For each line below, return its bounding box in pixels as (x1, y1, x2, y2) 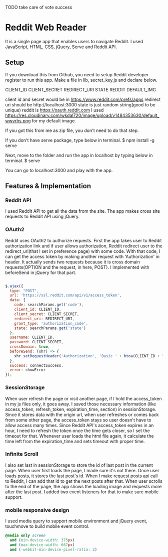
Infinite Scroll (5, 451, 38, 458)
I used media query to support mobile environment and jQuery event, (5, 518, 147, 524)
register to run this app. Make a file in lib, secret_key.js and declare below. (5, 77, 157, 83)
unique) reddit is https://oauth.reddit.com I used (5, 107, 104, 113)
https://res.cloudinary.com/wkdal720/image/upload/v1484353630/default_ (5, 112, 159, 118)
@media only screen (5, 533, 46, 538)
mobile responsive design (5, 506, 69, 513)
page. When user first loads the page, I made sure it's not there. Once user (5, 467, 159, 473)
